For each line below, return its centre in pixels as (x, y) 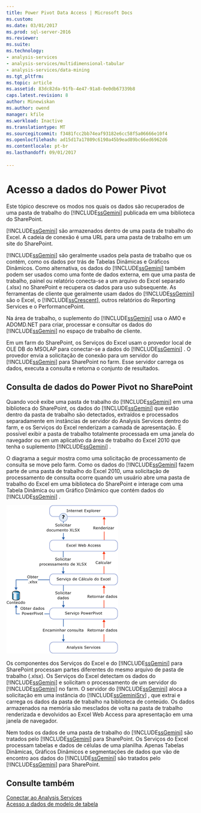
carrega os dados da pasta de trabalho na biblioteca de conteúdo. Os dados (100, 702)
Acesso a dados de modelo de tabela (52, 804)
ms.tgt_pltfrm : (25, 76)
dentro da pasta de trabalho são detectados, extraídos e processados (92, 414)
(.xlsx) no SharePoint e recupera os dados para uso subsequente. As (91, 287)
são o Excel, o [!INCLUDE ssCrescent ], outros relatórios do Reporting (91, 300)
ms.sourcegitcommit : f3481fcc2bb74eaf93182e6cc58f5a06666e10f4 (87, 133)
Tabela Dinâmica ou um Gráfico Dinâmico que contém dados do (85, 490)
